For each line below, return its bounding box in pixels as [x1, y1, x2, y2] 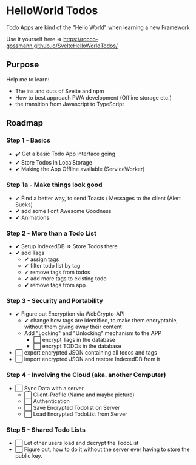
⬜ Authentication [24, 397, 70, 404]
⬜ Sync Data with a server [15, 384, 84, 392]
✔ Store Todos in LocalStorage [15, 159, 93, 166]
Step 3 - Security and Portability [6, 296, 103, 305]
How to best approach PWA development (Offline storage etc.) [15, 93, 172, 101]
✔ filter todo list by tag [24, 262, 81, 270]
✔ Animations [15, 214, 50, 221]
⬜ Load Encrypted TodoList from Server [24, 410, 127, 418]
